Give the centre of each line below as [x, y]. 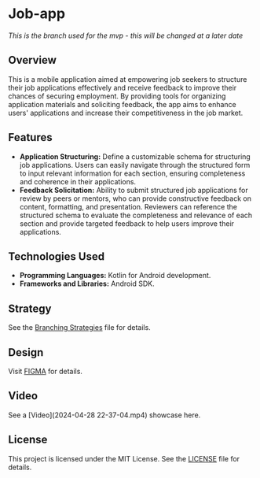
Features [30, 137]
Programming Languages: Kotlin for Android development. [115, 276]
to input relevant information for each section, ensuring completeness [132, 173]
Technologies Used [56, 256]
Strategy [30, 308]
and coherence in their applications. [77, 181]
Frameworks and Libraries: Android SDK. [87, 283]
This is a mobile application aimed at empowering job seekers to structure [128, 79]
